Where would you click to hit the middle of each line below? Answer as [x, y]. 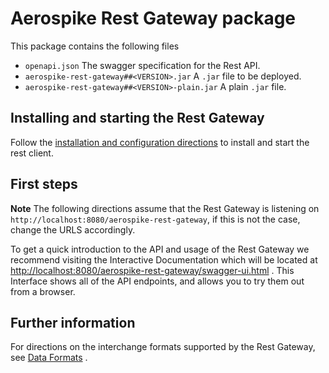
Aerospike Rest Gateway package [153, 18]
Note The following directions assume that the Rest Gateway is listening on [165, 208]
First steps [44, 184]
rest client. [32, 153]
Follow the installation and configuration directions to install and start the [160, 142]
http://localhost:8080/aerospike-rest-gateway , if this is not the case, [155, 219]
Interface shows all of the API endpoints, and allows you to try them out [157, 281]
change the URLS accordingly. [73, 229]
